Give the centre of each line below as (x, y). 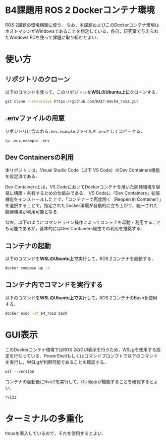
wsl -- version (20, 371)
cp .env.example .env (28, 140)
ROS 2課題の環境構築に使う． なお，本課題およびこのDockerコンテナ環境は (82, 25)
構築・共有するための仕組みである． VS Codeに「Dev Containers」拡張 (87, 193)
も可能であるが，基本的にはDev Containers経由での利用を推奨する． (75, 229)
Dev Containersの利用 (39, 157)
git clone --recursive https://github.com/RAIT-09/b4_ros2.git (72, 101)
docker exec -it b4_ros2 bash (36, 313)
